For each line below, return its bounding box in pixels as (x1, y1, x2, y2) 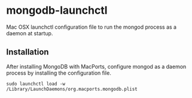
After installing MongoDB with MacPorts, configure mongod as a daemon (6, 63, 187, 70)
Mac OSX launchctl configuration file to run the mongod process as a (6, 23, 177, 30)
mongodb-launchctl (6, 4, 108, 17)
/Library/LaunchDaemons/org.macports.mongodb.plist (6, 86, 138, 92)
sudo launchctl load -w (6, 81, 66, 87)
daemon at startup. (6, 29, 53, 36)
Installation (6, 47, 49, 57)
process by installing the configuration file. (6, 69, 112, 76)
